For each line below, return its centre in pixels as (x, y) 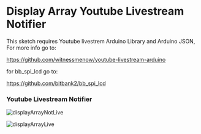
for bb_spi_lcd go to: (32, 71)
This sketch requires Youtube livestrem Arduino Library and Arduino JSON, (101, 41)
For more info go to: (31, 48)
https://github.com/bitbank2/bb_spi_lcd (56, 83)
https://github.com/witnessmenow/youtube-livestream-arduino (86, 59)
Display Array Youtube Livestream (95, 11)
